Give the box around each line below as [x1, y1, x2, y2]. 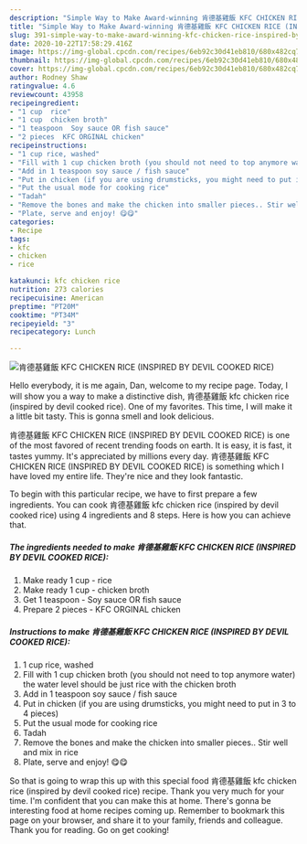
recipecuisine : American [9, 294, 104, 303]
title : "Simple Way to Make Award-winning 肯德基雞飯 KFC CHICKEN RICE [9, 22, 281, 31]
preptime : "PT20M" [9, 302, 79, 311]
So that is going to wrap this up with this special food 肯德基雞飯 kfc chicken [9, 775, 297, 786]
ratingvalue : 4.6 [9, 81, 76, 91]
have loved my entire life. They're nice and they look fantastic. [9, 471, 244, 482]
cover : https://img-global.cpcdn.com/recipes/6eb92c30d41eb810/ [9, 65, 259, 74]
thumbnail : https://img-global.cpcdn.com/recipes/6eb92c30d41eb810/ [9, 56, 276, 65]
